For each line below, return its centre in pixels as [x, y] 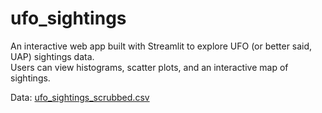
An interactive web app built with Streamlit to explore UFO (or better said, [161, 46]
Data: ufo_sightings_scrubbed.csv [80, 97]
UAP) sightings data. [52, 56]
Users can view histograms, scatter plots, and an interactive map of [149, 67]
